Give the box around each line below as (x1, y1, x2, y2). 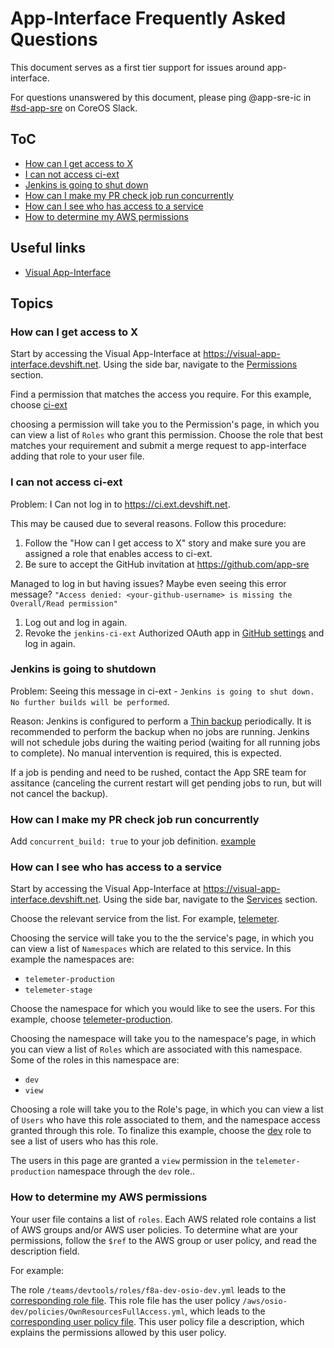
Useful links (10, 240, 87, 257)
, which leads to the (184, 1305, 266, 1317)
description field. (10, 1245, 80, 1257)
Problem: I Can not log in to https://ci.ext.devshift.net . (10, 498, 231, 510)
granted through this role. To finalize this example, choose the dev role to (10, 1125, 312, 1137)
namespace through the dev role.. (57, 1165, 195, 1177)
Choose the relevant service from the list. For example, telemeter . (10, 913, 280, 925)
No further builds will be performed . (10, 695, 170, 707)
